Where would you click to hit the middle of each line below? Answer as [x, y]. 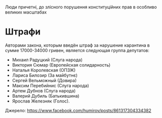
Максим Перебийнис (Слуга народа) [51, 85]
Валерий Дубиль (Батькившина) [46, 96]
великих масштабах [26, 12]
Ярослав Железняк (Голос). [41, 101]
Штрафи [23, 32]
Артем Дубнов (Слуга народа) [44, 91]
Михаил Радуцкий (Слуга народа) [47, 60]
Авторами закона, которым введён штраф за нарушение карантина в [77, 45]
